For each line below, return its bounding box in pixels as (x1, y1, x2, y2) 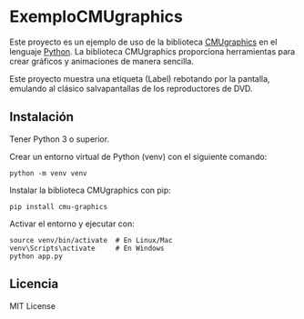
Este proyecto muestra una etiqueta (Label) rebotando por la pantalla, (9, 73, 270, 84)
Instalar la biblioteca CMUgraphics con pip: (9, 184, 171, 195)
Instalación (9, 109, 75, 125)
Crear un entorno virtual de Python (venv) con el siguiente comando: (9, 151, 268, 162)
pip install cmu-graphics (9, 202, 107, 211)
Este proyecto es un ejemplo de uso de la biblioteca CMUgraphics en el (9, 36, 278, 47)
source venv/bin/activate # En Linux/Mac (9, 235, 173, 244)
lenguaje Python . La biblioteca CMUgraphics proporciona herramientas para (9, 45, 296, 56)
